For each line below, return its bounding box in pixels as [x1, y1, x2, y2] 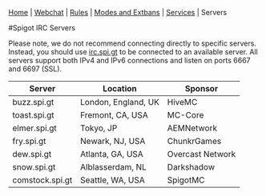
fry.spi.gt [12, 136, 46, 146]
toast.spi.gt [12, 110, 54, 120]
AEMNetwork [167, 122, 218, 134]
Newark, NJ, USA [79, 136, 146, 146]
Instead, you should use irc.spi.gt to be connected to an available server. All [8, 47, 258, 56]
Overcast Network [167, 149, 236, 159]
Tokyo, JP [79, 122, 118, 134]
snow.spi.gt [12, 162, 56, 172]
